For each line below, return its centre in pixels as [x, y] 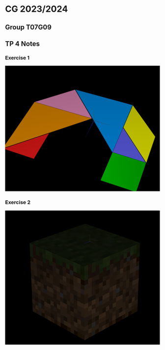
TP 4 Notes [23, 43]
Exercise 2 [18, 202]
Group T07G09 [28, 27]
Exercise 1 [17, 57]
